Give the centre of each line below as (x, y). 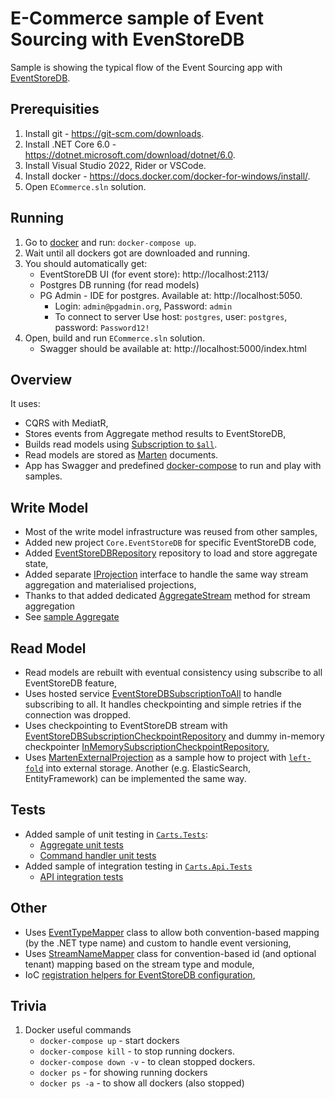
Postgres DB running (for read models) (119, 284)
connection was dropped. (78, 715)
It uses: (25, 404)
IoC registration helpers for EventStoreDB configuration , (140, 974)
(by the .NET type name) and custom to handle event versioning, (158, 943)
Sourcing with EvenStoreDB (127, 39)
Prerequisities (55, 109)
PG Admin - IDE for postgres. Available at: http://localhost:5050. (171, 295)
